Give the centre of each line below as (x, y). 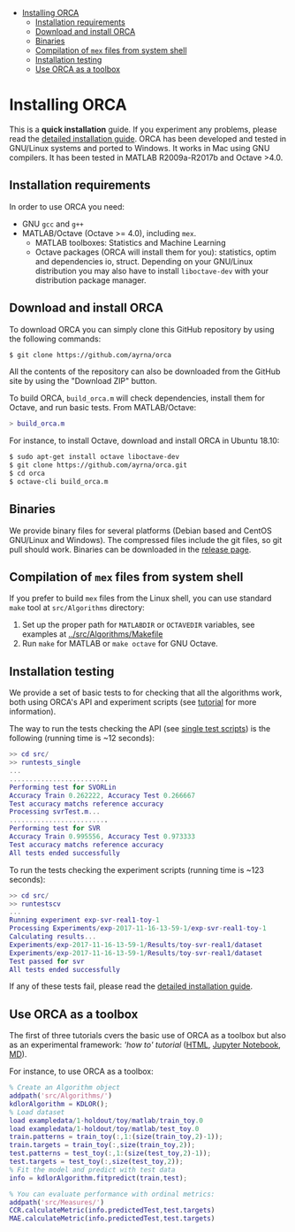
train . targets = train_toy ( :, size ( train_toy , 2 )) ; (102, 1145)
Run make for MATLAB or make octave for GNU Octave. (120, 644)
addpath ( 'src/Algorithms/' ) (61, 1096)
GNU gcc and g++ (53, 224)
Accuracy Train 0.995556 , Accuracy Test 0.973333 (102, 837)
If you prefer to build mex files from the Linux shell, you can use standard (140, 598)
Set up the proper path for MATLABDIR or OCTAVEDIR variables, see (138, 625)
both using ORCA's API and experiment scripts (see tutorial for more (133, 702)
